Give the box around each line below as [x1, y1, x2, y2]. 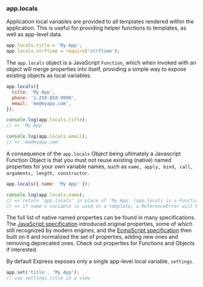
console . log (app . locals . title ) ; [6, 117, 88, 123]
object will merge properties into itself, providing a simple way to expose [6, 65, 187, 73]
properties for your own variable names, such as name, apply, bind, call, [6, 163, 193, 170]
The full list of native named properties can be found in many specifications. [6, 214, 196, 221]
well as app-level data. [6, 31, 63, 38]
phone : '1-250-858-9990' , [11, 95, 77, 101]
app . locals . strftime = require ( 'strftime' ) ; [6, 48, 120, 54]
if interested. [6, 246, 38, 253]
